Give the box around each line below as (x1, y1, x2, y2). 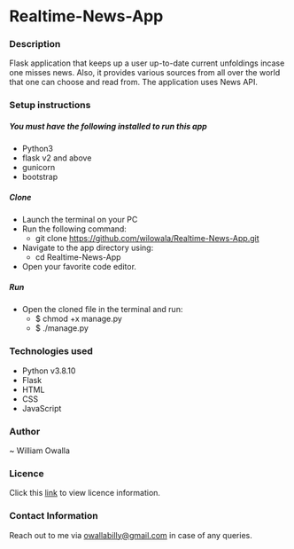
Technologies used (9, 345, 93, 357)
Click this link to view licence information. (9, 488, 161, 498)
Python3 (21, 144, 53, 154)
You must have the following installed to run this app (9, 122, 208, 131)
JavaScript (21, 403, 62, 413)
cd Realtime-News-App (35, 252, 121, 263)
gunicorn (21, 162, 56, 173)
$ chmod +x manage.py (35, 313, 122, 325)
